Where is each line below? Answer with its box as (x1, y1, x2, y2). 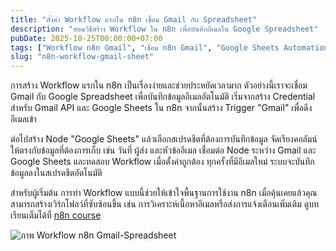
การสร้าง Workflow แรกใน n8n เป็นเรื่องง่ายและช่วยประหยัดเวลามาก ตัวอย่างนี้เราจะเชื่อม (10, 79, 308, 91)
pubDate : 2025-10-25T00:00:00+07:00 (10, 33, 163, 43)
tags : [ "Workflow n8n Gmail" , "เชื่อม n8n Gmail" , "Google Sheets (10, 42, 280, 53)
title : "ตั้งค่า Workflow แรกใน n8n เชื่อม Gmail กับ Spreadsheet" (10, 14, 258, 25)
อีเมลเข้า (10, 113, 37, 125)
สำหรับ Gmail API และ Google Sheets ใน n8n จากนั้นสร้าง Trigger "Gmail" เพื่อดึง (10, 102, 313, 114)
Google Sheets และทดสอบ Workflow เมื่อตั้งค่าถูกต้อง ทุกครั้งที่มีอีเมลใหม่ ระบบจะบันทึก (10, 156, 315, 168)
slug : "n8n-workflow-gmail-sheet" (10, 52, 155, 62)
